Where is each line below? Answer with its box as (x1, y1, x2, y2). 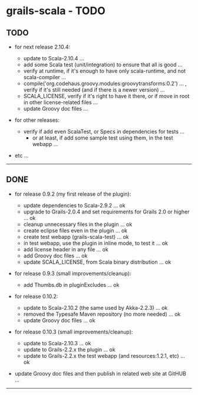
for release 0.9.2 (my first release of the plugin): (14, 190, 131, 197)
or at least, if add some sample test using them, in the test (32, 134, 173, 141)
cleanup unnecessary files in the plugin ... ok (23, 221, 133, 228)
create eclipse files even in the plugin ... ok (23, 226, 128, 234)
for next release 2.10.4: (14, 43, 71, 50)
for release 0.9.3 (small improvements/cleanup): (14, 270, 131, 277)
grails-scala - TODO (6, 4, 105, 18)
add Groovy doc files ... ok (23, 252, 88, 259)
